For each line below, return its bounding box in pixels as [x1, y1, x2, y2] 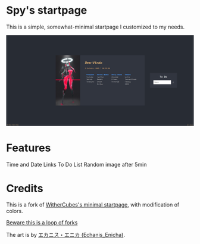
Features [6, 141, 51, 155]
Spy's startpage [6, 4, 87, 17]
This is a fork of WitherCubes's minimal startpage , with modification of [6, 201, 180, 208]
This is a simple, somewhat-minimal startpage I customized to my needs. [6, 23, 185, 30]
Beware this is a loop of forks [6, 219, 78, 226]
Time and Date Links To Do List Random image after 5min [6, 161, 147, 168]
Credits [6, 182, 43, 195]
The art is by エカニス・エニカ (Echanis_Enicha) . [6, 232, 125, 239]
